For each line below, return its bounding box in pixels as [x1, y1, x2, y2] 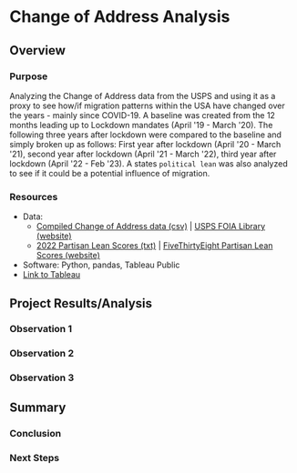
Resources [9, 190, 58, 203]
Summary [9, 399, 67, 415]
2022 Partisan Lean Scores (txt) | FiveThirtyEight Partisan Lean [36, 240, 273, 251]
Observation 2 [9, 347, 75, 360]
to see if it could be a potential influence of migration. [9, 167, 210, 178]
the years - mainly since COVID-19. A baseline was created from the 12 [9, 109, 276, 120]
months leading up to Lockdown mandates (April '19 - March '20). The [9, 119, 273, 130]
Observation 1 [9, 323, 73, 336]
